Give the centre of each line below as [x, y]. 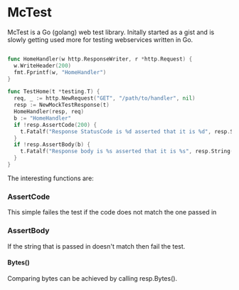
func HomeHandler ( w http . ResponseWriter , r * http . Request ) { [100, 59]
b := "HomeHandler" [43, 118]
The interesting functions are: [51, 178]
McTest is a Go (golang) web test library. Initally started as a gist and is [111, 32]
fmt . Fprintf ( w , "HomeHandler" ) [60, 72]
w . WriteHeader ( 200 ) [43, 66]
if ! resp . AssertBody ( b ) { [52, 145]
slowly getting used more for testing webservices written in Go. [100, 39]
